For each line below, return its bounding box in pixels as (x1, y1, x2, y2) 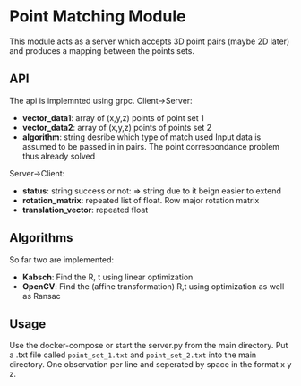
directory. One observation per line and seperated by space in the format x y (9, 359, 292, 370)
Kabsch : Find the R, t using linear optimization (21, 271, 193, 282)
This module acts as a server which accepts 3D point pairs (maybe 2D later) (9, 36, 290, 47)
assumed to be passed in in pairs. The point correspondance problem (21, 141, 280, 151)
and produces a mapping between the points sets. (9, 45, 195, 56)
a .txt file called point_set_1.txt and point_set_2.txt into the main (9, 349, 257, 360)
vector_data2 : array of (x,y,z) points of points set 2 (21, 122, 212, 133)
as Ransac (21, 290, 61, 301)
